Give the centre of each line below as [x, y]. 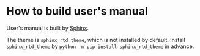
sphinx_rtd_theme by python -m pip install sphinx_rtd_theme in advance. [100, 46]
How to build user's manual [77, 11]
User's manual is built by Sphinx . [47, 28]
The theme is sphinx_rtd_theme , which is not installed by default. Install [96, 40]
